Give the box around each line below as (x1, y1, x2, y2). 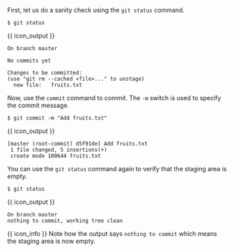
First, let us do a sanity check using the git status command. (7, 6, 185, 14)
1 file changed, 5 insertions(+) (10, 146, 108, 153)
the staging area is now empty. (7, 237, 96, 245)
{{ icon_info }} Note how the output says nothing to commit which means (7, 230, 217, 237)
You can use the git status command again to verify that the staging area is (7, 165, 227, 173)
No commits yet (7, 57, 52, 64)
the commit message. (7, 101, 70, 109)
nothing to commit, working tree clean (7, 217, 123, 224)
